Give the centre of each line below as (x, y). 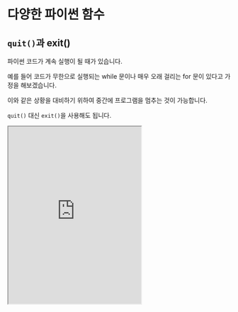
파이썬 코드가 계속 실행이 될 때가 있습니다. (65, 61)
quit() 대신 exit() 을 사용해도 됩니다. (59, 115)
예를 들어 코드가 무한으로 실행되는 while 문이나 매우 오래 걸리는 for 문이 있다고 (115, 76)
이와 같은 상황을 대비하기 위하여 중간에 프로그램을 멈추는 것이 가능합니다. (107, 100)
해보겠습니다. (39, 85)
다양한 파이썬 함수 (56, 15)
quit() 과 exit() (39, 43)
